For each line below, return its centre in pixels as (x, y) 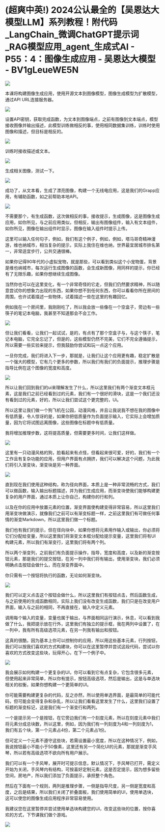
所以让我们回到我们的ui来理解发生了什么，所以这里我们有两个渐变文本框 (78, 387)
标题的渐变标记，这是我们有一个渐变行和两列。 (52, 707)
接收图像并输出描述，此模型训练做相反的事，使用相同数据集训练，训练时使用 (82, 125)
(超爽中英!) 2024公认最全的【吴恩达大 (82, 10)
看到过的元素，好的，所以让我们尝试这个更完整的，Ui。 (65, 400)
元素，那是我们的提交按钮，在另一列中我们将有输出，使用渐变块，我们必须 (84, 558)
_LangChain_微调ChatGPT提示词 (72, 35)
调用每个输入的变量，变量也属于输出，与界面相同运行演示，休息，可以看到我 (82, 617)
